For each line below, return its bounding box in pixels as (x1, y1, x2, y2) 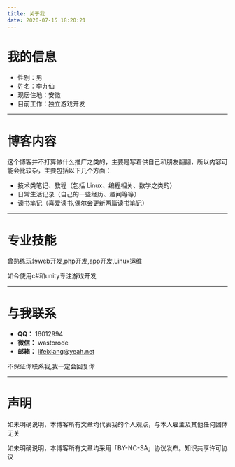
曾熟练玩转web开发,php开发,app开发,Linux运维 (7, 257, 142, 266)
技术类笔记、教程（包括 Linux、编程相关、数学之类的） (17, 181, 176, 189)
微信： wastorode (17, 338, 69, 347)
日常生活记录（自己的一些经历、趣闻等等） (17, 190, 141, 199)
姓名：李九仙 (17, 82, 55, 91)
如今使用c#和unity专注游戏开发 (7, 272, 97, 280)
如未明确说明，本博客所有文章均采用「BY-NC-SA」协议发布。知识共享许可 (7, 444, 222, 452)
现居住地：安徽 (17, 91, 61, 99)
